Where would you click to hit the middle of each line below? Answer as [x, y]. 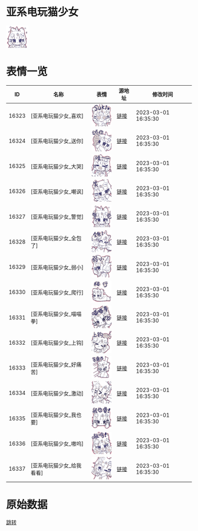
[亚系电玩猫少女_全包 [56, 238]
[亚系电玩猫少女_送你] [57, 141]
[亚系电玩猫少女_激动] [57, 393]
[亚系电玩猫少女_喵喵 [56, 314]
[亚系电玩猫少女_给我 [56, 465]
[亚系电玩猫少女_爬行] [57, 292]
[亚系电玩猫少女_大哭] [57, 166]
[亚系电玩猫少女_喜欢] [57, 116]
